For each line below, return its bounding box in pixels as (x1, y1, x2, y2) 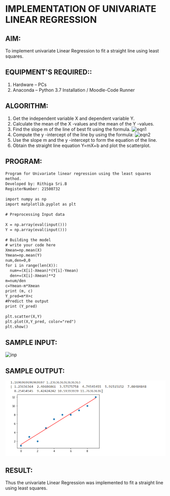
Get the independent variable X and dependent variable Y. (12, 115, 135, 121)
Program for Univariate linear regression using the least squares (5, 171, 152, 177)
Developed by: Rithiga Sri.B (5, 182, 67, 187)
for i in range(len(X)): (5, 263, 58, 268)
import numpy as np (5, 197, 47, 202)
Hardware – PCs (12, 81, 47, 87)
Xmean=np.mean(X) (5, 248, 42, 253)
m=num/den (5, 279, 26, 284)
